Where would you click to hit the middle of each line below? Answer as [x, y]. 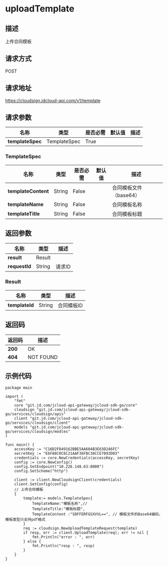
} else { [32, 541]
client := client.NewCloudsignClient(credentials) [68, 480]
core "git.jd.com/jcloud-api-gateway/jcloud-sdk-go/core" [76, 405]
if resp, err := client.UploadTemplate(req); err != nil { [86, 533]
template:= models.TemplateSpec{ [58, 498]
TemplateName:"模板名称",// [59, 504]
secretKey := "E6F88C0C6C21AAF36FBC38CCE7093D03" [67, 454]
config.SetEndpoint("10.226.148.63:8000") [59, 467]
